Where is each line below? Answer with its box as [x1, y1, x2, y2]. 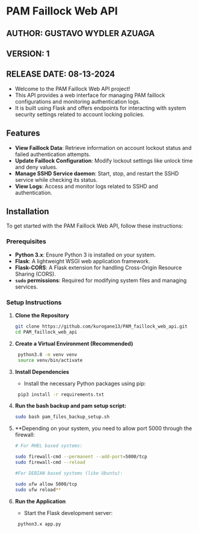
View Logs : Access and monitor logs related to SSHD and [14, 182, 158, 190]
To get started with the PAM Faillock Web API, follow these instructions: [6, 222, 183, 229]
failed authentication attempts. [14, 151, 91, 158]
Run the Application [14, 497, 66, 505]
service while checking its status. [14, 176, 98, 183]
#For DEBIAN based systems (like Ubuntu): [14, 470, 123, 476]
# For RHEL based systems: [14, 443, 83, 449]
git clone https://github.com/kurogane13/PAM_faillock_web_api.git [14, 323, 188, 329]
